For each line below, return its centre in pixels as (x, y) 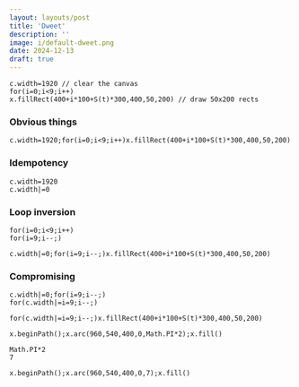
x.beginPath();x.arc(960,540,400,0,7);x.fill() (100, 374)
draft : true (31, 59)
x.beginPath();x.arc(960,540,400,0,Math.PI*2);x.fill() (116, 334)
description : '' (40, 34)
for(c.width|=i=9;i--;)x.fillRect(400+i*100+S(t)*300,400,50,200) (136, 319)
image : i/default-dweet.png (62, 43)
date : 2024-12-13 (42, 51)
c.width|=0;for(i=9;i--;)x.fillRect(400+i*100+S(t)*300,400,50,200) (140, 254)
